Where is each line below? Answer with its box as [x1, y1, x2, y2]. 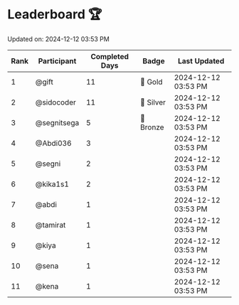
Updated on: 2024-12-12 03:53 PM [7, 34, 110, 43]
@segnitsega [35, 117, 80, 127]
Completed [90, 51, 129, 61]
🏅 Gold [139, 77, 163, 87]
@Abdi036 [35, 138, 73, 148]
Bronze [139, 122, 165, 132]
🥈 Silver [139, 97, 166, 107]
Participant [38, 55, 77, 65]
